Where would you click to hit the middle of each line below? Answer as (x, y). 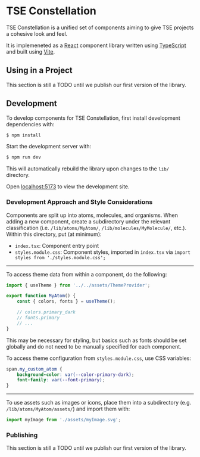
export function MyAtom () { (41, 296)
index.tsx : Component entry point (57, 245)
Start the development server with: (49, 147)
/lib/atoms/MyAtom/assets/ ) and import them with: (68, 409)
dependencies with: (30, 124)
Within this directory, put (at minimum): (54, 234)
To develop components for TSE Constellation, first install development (93, 118)
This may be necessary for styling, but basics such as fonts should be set (96, 340)
